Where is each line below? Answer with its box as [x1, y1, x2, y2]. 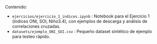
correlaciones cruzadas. [12, 23, 61, 29]
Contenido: [5, 4, 28, 10]
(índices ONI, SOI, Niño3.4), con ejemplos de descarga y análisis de [12, 19, 148, 24]
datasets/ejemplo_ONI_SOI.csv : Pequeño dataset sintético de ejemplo [12, 29, 152, 34]
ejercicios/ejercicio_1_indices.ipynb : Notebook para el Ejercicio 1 [12, 13, 150, 19]
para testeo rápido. [12, 33, 50, 39]
